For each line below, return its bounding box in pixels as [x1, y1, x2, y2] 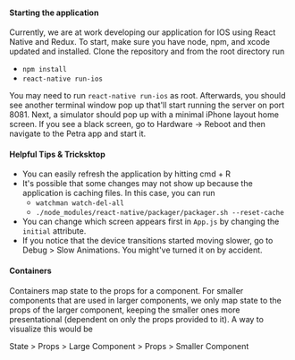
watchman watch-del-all [35, 199, 125, 208]
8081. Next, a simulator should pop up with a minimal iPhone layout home [9, 109, 280, 120]
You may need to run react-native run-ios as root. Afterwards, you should [9, 90, 286, 101]
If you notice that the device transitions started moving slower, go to [21, 236, 274, 246]
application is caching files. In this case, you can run [21, 188, 216, 199]
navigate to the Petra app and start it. [9, 128, 147, 139]
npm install [21, 65, 67, 74]
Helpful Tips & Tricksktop [9, 149, 105, 159]
